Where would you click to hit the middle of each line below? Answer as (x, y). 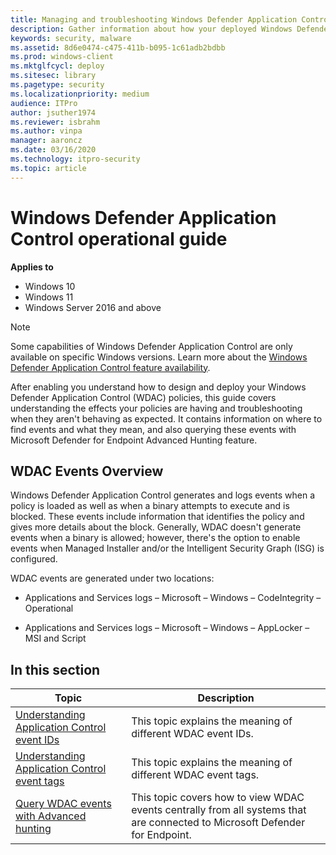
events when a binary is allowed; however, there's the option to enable (155, 538)
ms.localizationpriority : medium (80, 94)
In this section (55, 669)
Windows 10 (50, 286)
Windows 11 (49, 297)
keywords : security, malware (71, 38)
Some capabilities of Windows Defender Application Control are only (151, 346)
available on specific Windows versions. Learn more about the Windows (159, 357)
